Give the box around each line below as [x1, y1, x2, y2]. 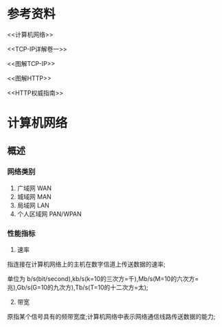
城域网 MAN [16, 192, 52, 201]
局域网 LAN [16, 201, 49, 210]
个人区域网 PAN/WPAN [16, 210, 82, 218]
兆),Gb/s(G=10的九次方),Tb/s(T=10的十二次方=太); [7, 283, 149, 292]
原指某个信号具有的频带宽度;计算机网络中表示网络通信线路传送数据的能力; [7, 313, 216, 321]
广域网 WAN [16, 183, 52, 192]
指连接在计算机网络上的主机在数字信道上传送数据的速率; [7, 260, 166, 269]
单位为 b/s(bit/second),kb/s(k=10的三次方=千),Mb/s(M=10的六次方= [7, 275, 199, 283]
